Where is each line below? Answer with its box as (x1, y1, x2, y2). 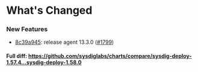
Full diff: (6, 52, 28, 60)
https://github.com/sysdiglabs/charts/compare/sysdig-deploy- (28, 52, 192, 60)
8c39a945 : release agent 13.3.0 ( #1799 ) (14, 38, 114, 46)
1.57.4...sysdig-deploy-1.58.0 (6, 59, 82, 66)
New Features (6, 25, 48, 34)
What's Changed (6, 4, 93, 17)
